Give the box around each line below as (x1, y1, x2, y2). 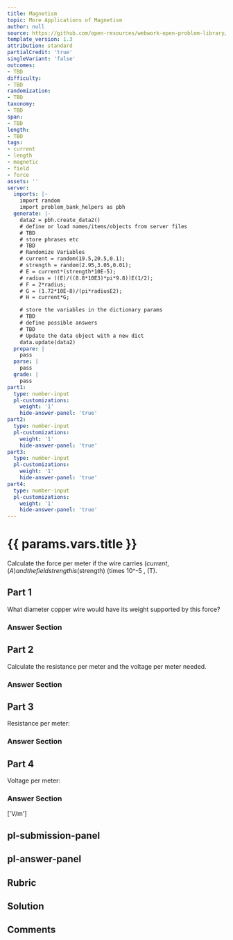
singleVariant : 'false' (7, 55, 76, 62)
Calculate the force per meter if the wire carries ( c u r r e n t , (7, 559, 170, 567)
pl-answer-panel (7, 853, 82, 865)
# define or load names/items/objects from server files (19, 223, 188, 230)
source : (7, 29, 30, 37)
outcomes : (7, 62, 36, 69)
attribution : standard (7, 42, 73, 49)
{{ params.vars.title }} (7, 536, 137, 552)
